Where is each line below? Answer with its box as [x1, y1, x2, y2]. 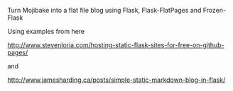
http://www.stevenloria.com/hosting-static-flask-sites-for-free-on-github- [7, 41, 225, 49]
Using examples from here [7, 28, 85, 35]
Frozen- [202, 6, 226, 14]
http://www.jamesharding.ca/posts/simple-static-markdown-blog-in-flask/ [7, 75, 226, 84]
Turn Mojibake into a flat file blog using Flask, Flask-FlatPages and [7, 6, 202, 14]
